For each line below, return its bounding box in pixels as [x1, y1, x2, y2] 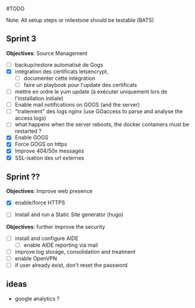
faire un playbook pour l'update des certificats [23, 82, 137, 88]
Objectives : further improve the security [6, 223, 105, 230]
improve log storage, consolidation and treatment [14, 248, 136, 255]
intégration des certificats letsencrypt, [14, 68, 109, 75]
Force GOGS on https [14, 141, 67, 148]
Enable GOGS [14, 134, 49, 141]
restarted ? [14, 127, 42, 135]
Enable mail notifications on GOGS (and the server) [14, 101, 140, 108]
